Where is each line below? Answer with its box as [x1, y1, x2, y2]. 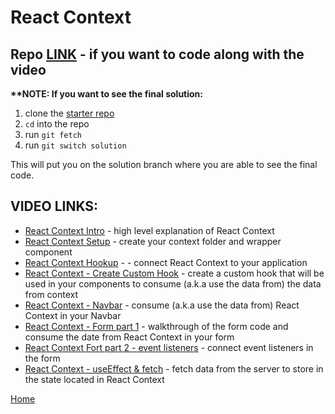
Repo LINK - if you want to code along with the [10, 46, 305, 63]
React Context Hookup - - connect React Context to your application [24, 256, 308, 268]
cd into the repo [24, 118, 90, 130]
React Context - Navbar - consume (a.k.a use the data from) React [24, 299, 300, 311]
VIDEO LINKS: [10, 198, 99, 215]
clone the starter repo [24, 107, 115, 119]
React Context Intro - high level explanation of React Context [24, 224, 275, 236]
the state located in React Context [24, 373, 165, 385]
